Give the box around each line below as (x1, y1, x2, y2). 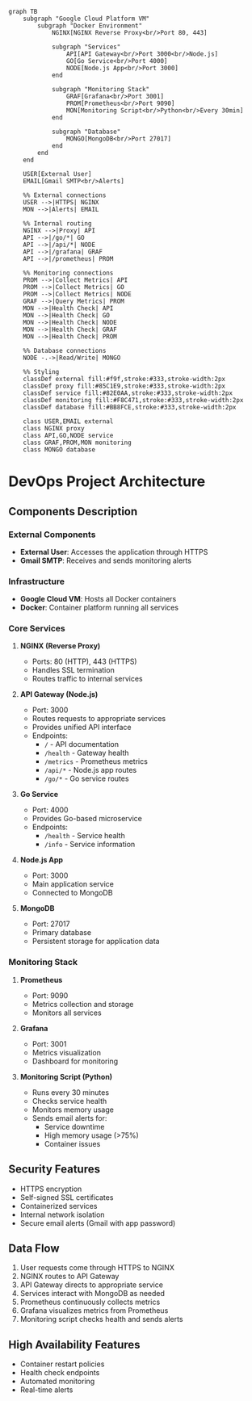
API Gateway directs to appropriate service (19, 1280, 164, 1290)
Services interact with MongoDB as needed (19, 1289, 166, 1298)
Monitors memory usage (31, 1105, 115, 1114)
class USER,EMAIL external (23, 417, 114, 426)
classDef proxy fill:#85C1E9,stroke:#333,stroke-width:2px (23, 382, 226, 390)
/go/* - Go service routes (44, 774, 129, 783)
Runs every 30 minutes (31, 1087, 110, 1097)
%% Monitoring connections (23, 269, 114, 277)
